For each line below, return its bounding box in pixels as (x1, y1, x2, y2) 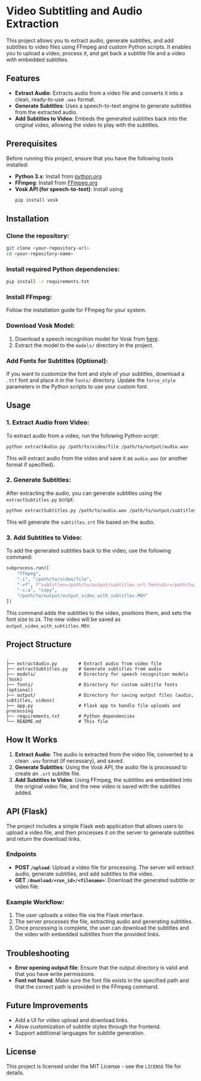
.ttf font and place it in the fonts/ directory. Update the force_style (6, 377, 176, 384)
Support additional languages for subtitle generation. (14, 1029, 145, 1037)
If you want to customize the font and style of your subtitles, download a (6, 370, 185, 377)
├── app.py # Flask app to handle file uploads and (6, 703, 181, 709)
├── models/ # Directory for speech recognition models (6, 671, 188, 677)
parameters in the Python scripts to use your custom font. (6, 383, 148, 390)
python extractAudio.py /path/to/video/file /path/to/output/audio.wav (6, 443, 188, 450)
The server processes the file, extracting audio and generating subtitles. (14, 918, 193, 925)
